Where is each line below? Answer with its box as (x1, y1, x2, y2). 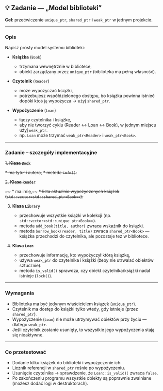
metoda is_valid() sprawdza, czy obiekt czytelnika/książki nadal (19, 268, 150, 274)
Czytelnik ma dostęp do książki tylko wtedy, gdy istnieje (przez (12, 306, 138, 312)
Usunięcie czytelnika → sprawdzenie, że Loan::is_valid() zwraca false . (12, 370, 158, 376)
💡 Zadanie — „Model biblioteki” (5, 4, 102, 12)
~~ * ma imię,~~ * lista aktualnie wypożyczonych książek (5, 189, 120, 195)
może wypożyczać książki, (19, 88, 73, 94)
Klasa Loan (12, 243, 34, 249)
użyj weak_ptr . (19, 127, 48, 133)
